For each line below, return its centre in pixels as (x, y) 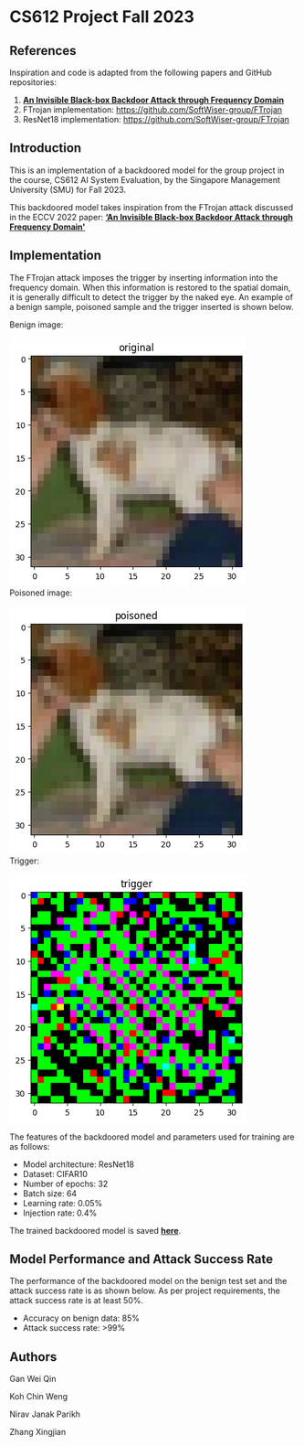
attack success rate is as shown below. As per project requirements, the (145, 1291)
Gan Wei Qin (33, 1379)
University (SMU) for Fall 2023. (68, 189)
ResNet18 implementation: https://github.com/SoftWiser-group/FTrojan (156, 119)
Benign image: (37, 324)
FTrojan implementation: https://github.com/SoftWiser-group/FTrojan (152, 110)
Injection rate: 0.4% (60, 1213)
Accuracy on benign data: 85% (81, 1318)
